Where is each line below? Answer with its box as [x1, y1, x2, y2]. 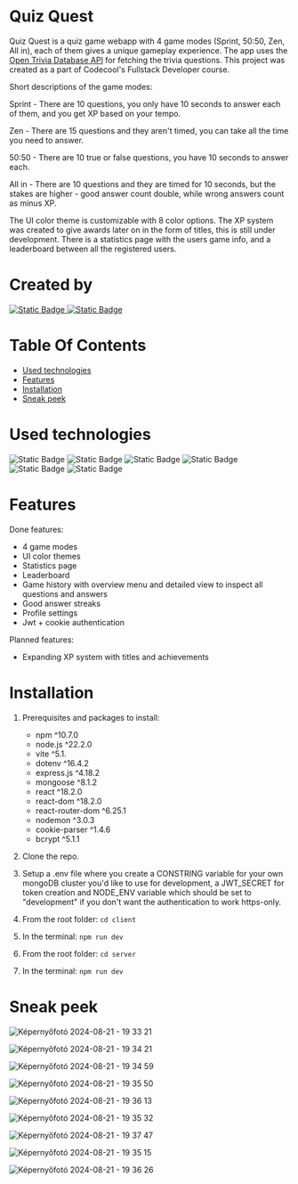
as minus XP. [9, 198, 57, 208]
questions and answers [21, 588, 109, 599]
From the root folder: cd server [21, 948, 136, 959]
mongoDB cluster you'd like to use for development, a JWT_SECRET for [21, 878, 285, 888]
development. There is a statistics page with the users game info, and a [9, 233, 271, 244]
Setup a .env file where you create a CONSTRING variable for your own [21, 868, 284, 878]
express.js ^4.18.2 [35, 767, 101, 778]
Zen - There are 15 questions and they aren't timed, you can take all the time [9, 125, 289, 135]
